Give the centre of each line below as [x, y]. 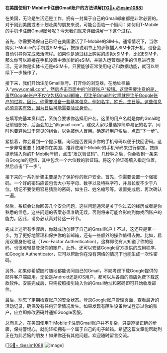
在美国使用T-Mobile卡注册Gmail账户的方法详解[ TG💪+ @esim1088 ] [74, 8]
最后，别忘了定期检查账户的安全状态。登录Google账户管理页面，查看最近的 [82, 300]
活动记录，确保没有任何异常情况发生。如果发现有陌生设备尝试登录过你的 [79, 306]
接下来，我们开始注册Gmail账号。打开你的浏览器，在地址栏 [65, 83]
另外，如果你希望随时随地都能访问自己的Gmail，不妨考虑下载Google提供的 [82, 271]
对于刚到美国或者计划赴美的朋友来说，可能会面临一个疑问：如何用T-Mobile [82, 25]
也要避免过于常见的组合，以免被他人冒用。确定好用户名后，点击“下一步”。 [85, 131]
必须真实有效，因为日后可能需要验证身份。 [49, 108]
